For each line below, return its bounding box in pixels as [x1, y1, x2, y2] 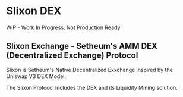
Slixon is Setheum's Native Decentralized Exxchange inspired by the [6, 66, 173, 73]
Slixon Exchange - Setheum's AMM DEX [6, 41, 157, 51]
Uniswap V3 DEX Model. [6, 73, 67, 80]
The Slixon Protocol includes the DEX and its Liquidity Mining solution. [6, 84, 178, 91]
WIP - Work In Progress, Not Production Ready [6, 24, 121, 31]
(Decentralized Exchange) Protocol [6, 51, 138, 61]
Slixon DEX [6, 4, 62, 18]
